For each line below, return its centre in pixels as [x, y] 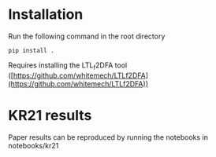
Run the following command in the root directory [87, 36]
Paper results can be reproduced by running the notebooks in [108, 137]
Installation [46, 15]
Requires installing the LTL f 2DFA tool [68, 66]
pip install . [32, 50]
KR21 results [50, 115]
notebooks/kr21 [34, 145]
